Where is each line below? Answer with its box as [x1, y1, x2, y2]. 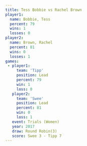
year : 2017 [12, 124, 35, 129]
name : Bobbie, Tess [10, 17, 51, 22]
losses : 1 [10, 54, 30, 59]
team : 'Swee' [16, 96, 44, 101]
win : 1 [16, 82, 30, 87]
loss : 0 [16, 86, 33, 92]
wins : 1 [10, 26, 26, 31]
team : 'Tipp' [16, 68, 44, 73]
